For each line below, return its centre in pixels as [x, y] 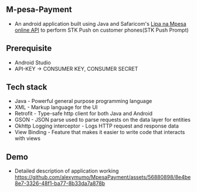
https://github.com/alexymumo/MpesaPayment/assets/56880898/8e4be [103, 177]
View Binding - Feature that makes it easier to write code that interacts [100, 132]
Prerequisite [29, 48]
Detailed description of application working [67, 171]
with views [28, 138]
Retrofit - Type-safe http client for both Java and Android [84, 114]
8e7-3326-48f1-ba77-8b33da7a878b [60, 183]
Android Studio [33, 62]
